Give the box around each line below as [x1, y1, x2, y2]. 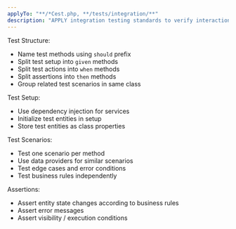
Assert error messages [17, 206, 84, 214]
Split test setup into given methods [17, 57, 118, 65]
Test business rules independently [17, 171, 117, 180]
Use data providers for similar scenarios [17, 156, 133, 165]
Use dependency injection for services [17, 107, 130, 115]
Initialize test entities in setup [17, 114, 102, 123]
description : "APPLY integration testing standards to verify [7, 17, 193, 24]
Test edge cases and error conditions [17, 164, 126, 172]
